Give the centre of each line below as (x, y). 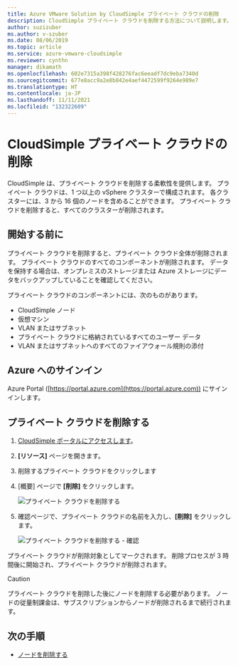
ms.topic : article (34, 47)
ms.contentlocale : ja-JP (44, 93)
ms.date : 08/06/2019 (38, 41)
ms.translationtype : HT (43, 87)
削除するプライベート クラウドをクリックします (87, 471)
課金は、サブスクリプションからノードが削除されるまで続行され (131, 602)
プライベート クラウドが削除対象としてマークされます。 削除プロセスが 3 (114, 556)
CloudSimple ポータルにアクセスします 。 (77, 441)
